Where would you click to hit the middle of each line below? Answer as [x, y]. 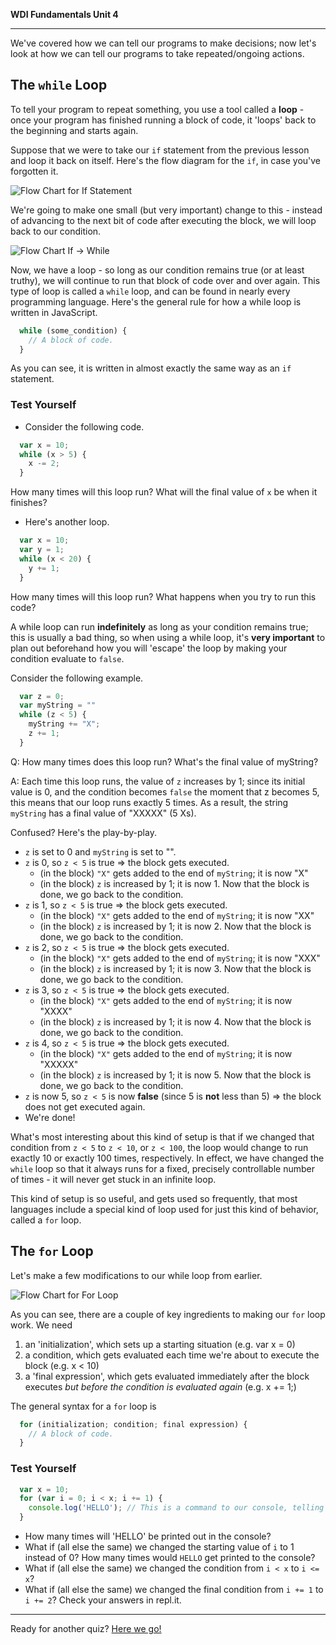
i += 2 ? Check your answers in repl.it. [103, 1600]
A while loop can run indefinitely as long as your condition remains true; [159, 626]
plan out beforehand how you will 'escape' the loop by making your [149, 648]
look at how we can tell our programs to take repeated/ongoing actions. [157, 53]
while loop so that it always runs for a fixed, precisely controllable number [162, 1168]
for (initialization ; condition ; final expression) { [133, 1424]
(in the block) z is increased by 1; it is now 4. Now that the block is [175, 1021]
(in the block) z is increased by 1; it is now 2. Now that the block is [175, 926]
